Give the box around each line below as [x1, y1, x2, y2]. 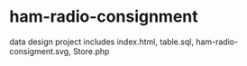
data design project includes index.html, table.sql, [9, 36, 194, 47]
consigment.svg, [9, 45, 71, 56]
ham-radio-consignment [9, 6, 198, 27]
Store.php [72, 45, 110, 56]
